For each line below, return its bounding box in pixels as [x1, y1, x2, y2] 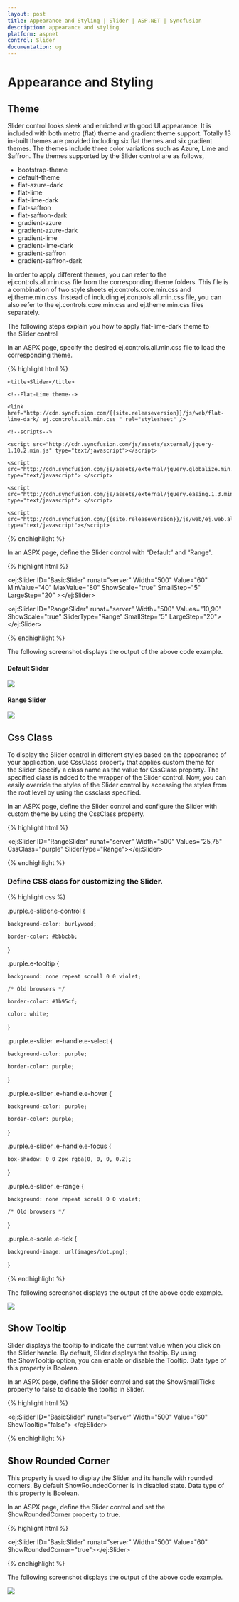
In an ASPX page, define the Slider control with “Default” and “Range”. [7, 548, 213, 557]
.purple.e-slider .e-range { [7, 1182, 84, 1190]
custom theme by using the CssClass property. [7, 810, 145, 818]
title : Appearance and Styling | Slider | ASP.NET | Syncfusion [7, 17, 202, 24]
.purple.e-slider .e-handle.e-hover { [7, 1089, 112, 1097]
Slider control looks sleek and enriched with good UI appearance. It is [7, 122, 212, 130]
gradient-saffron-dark [17, 257, 83, 264]
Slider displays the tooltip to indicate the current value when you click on [7, 1341, 221, 1350]
